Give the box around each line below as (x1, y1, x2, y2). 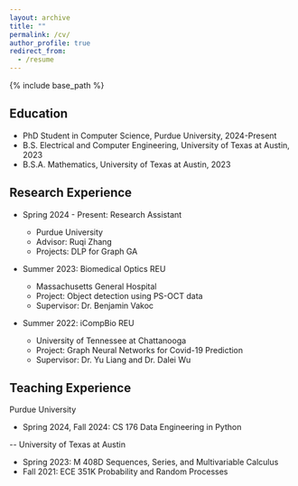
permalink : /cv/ (9, 30, 70, 39)
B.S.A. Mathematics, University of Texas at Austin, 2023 (22, 159, 231, 170)
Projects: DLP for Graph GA (35, 246, 138, 257)
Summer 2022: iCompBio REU (22, 317, 135, 328)
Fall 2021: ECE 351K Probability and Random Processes (22, 466, 228, 477)
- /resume (17, 55, 54, 64)
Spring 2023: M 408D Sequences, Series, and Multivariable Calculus (22, 457, 279, 468)
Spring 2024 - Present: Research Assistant (22, 209, 182, 220)
